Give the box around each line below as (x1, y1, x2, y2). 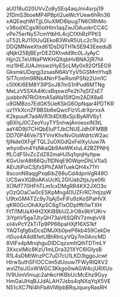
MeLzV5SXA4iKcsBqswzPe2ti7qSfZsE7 (6, 88, 103, 94)
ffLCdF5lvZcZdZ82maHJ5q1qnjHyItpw (6, 151, 101, 157)
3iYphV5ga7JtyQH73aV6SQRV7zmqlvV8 (6, 214, 106, 221)
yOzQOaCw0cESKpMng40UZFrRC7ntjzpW (6, 189, 112, 196)
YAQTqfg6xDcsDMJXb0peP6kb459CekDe (6, 227, 110, 234)
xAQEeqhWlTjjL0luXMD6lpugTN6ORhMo (6, 18, 107, 24)
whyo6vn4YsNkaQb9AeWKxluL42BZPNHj (6, 144, 109, 151)
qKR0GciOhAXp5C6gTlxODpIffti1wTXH (6, 202, 102, 208)
